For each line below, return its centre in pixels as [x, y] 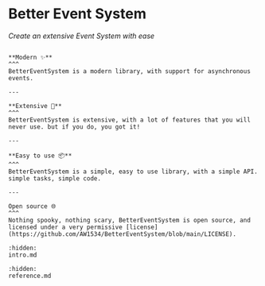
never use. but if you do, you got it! [74, 127]
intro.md [23, 255]
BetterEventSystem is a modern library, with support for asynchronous [129, 71]
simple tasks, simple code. [55, 178]
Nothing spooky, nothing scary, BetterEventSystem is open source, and [129, 220]
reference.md [30, 276]
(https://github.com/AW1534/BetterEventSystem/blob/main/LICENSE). [123, 234]
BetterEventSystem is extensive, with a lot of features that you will [129, 120]
